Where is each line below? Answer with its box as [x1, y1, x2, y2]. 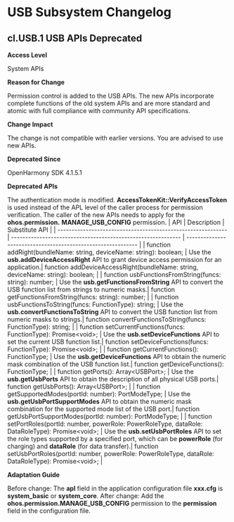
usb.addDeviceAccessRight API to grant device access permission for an [7, 256, 222, 263]
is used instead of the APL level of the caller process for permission [7, 203, 204, 211]
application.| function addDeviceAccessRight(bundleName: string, [7, 263, 199, 271]
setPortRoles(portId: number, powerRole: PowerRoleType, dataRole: [7, 419, 203, 428]
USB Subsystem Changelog [7, 4, 172, 20]
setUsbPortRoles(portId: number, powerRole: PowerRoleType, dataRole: [7, 450, 214, 457]
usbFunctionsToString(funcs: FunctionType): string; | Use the [7, 300, 184, 308]
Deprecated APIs [7, 182, 58, 190]
